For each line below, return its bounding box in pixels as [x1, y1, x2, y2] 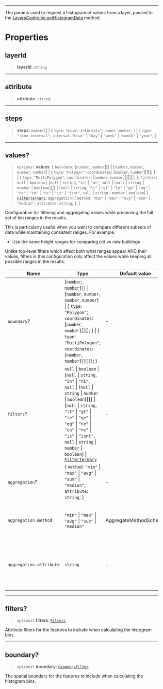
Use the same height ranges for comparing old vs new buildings [12, 239, 141, 245]
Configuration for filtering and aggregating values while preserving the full [5, 210, 154, 216]
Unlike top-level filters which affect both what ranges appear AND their [5, 248, 147, 254]
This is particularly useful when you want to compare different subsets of [5, 224, 151, 230]
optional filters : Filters [16, 617, 66, 623]
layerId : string [16, 64, 47, 70]
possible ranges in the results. [5, 259, 65, 264]
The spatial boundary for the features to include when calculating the [5, 673, 144, 679]
